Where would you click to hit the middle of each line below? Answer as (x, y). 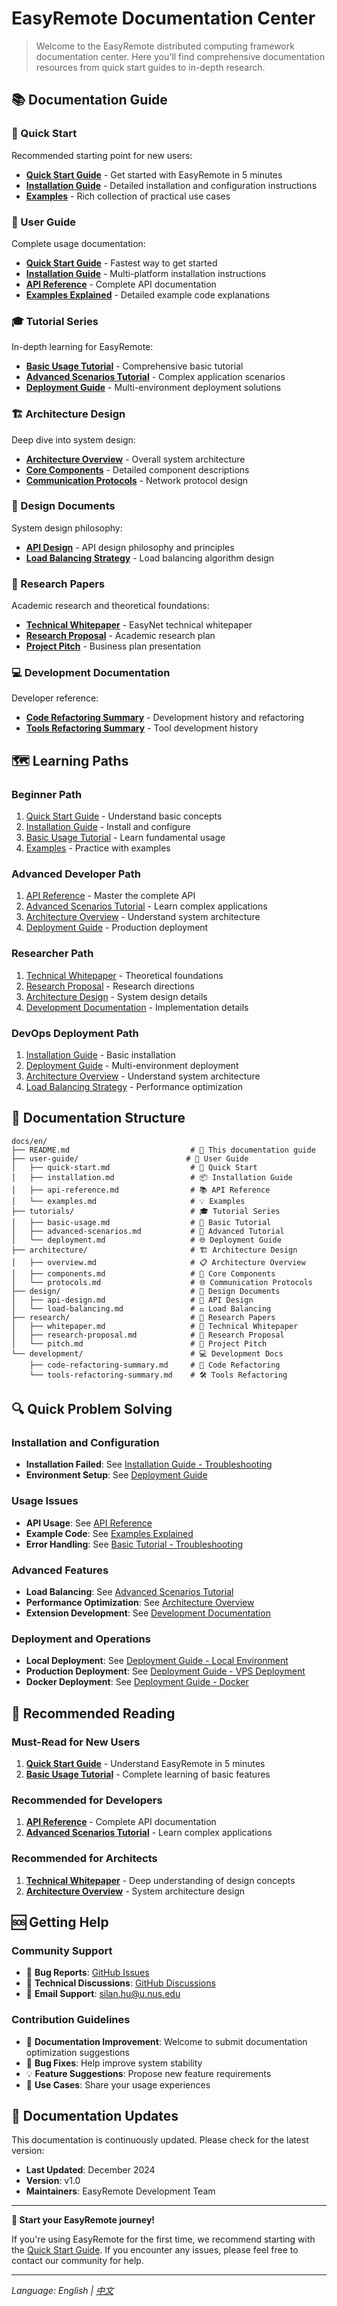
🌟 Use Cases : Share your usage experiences (118, 2084)
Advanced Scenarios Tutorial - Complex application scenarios (155, 377)
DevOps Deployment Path (75, 1033)
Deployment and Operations (81, 1639)
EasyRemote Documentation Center (163, 18)
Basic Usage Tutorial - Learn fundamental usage (125, 838)
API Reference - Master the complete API (110, 896)
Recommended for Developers (87, 1800)
